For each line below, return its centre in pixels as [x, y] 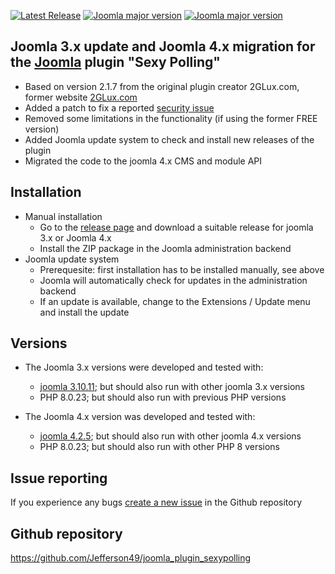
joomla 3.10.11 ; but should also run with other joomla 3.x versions [172, 387]
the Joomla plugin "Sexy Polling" [115, 62]
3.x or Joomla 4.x [75, 237]
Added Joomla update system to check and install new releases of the [169, 139]
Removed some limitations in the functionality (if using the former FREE [171, 118]
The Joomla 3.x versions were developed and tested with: [144, 367]
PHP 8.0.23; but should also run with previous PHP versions [163, 397]
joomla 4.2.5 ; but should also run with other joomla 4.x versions [170, 436]
